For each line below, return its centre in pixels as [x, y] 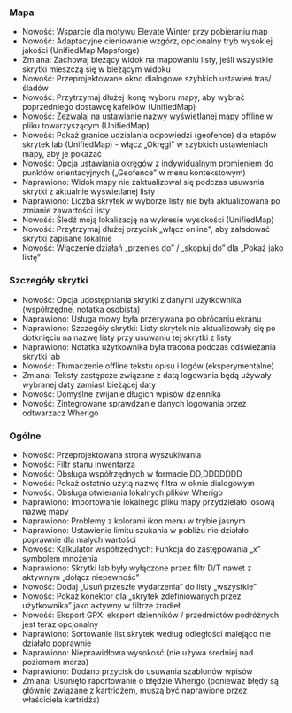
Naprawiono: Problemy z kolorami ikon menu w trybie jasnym [134, 521]
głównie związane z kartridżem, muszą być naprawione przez [134, 690]
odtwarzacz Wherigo [60, 413]
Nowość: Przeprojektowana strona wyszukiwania [111, 454]
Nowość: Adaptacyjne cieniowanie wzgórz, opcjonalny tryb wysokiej [147, 41]
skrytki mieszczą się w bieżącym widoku [96, 69]
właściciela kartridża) [61, 699]
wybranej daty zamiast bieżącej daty [89, 384]
